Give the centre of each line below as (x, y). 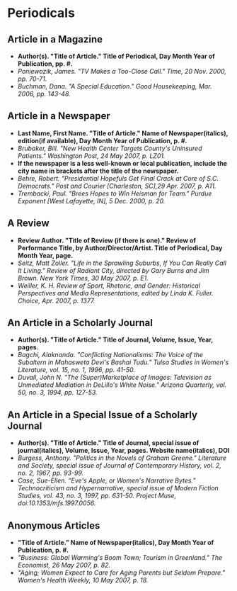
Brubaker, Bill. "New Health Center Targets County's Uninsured (110, 148)
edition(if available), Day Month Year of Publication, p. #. (102, 140)
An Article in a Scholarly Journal (80, 323)
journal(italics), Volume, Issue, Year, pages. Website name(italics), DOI (123, 451)
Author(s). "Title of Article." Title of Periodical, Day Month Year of (116, 56)
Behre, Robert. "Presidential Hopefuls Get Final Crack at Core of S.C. (118, 178)
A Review (28, 224)
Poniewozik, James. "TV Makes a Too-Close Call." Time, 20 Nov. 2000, (122, 71)
